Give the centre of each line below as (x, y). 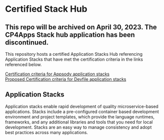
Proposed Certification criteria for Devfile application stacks (66, 79)
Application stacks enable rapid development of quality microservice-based (82, 106)
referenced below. (23, 64)
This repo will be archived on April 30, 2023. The (81, 27)
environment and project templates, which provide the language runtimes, (80, 117)
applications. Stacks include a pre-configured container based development (82, 112)
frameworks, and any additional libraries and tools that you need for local (79, 122)
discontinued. (27, 42)
